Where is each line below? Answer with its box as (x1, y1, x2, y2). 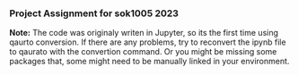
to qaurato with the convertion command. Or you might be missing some (9, 46, 277, 57)
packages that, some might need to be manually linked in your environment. (9, 56, 290, 67)
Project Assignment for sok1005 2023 (9, 7, 180, 20)
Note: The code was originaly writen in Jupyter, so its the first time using (9, 28, 279, 38)
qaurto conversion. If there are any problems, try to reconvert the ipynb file (9, 37, 286, 47)
